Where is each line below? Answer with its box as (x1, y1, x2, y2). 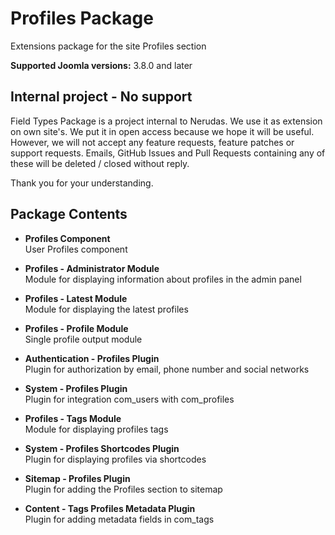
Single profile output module (24, 333, 143, 345)
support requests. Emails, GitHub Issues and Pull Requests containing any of (10, 147, 326, 159)
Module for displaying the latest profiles (24, 303, 189, 315)
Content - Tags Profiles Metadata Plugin (24, 502, 196, 514)
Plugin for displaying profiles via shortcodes (24, 453, 207, 465)
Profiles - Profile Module (24, 322, 129, 334)
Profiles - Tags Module (24, 412, 122, 424)
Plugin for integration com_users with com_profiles (24, 393, 235, 405)
